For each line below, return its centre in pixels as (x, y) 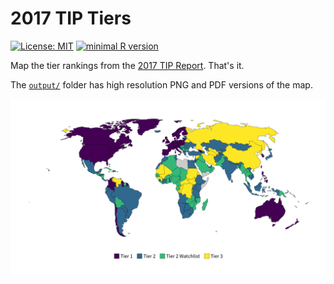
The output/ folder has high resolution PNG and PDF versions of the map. (161, 84)
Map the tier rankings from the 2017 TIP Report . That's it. (127, 65)
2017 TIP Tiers (71, 18)
